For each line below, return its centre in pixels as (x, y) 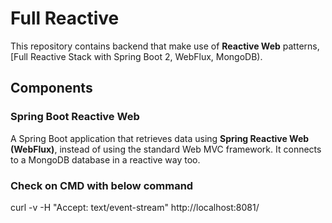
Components (51, 88)
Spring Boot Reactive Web (75, 117)
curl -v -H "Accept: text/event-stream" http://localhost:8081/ (135, 207)
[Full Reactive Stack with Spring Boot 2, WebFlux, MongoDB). (136, 56)
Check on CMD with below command (102, 185)
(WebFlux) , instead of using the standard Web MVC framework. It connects (166, 149)
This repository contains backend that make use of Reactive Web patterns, (165, 46)
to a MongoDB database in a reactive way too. (105, 159)
